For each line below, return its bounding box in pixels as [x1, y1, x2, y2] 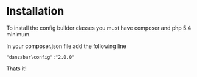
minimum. [6, 30, 32, 38]
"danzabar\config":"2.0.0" [6, 54, 75, 60]
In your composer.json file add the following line [6, 42, 126, 50]
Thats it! [6, 65, 27, 72]
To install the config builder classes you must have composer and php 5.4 [6, 24, 192, 32]
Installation [6, 4, 64, 18]
